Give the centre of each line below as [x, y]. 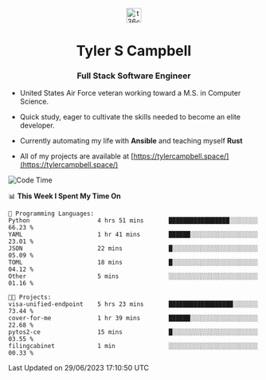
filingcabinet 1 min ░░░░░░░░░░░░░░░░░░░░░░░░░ [133, 347]
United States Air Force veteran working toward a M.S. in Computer [130, 93]
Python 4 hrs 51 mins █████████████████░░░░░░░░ [133, 221]
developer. [37, 125]
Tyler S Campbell [134, 51]
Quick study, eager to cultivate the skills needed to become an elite [130, 117]
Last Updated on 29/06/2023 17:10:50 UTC [79, 368]
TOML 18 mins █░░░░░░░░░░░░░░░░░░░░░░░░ [133, 263]
